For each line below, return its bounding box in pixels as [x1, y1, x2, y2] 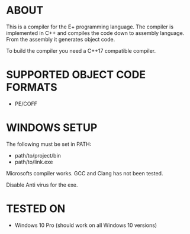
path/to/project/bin [14, 152, 61, 159]
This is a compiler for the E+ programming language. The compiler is [6, 23, 173, 30]
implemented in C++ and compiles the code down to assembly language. [6, 29, 185, 36]
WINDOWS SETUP [6, 121, 98, 134]
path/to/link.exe [14, 158, 53, 165]
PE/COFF [14, 100, 37, 107]
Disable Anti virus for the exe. [6, 181, 78, 188]
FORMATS [6, 81, 57, 94]
